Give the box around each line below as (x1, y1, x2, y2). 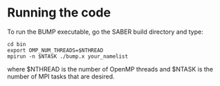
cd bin (7, 41, 26, 47)
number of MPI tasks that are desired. (7, 72, 116, 80)
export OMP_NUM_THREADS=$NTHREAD (7, 47, 104, 54)
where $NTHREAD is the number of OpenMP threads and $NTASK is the (7, 65, 214, 73)
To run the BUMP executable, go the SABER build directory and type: (7, 28, 203, 36)
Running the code (7, 5, 111, 21)
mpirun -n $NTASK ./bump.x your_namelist (7, 53, 129, 60)
